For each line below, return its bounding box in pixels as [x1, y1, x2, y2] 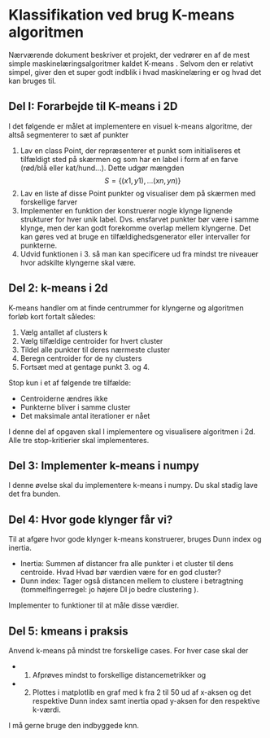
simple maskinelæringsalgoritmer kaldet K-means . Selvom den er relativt [8, 59, 254, 68]
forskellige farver [20, 197, 78, 207]
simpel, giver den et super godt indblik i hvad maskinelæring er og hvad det [8, 67, 262, 77]
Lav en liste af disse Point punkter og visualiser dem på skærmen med [20, 188, 256, 198]
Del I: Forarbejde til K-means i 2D [8, 99, 178, 113]
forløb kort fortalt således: [8, 311, 96, 321]
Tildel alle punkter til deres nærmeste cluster [20, 345, 171, 354]
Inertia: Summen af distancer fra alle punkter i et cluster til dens [20, 559, 234, 569]
